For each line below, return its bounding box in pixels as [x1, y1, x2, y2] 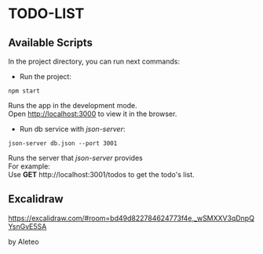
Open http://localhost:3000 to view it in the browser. [8, 109, 177, 118]
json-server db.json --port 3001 [8, 140, 118, 147]
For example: [8, 161, 51, 171]
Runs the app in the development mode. [8, 101, 137, 110]
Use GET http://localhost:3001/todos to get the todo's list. [8, 170, 195, 179]
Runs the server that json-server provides [8, 154, 143, 162]
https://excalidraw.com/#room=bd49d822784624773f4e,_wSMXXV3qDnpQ [8, 213, 255, 223]
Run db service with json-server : [19, 125, 126, 133]
